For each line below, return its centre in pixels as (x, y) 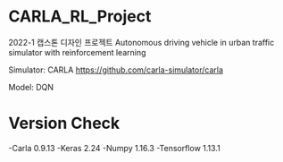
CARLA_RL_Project (80, 17)
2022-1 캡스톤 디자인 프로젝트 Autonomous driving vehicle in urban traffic (141, 42)
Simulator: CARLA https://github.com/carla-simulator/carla (116, 70)
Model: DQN (31, 87)
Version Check (64, 124)
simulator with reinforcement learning (77, 52)
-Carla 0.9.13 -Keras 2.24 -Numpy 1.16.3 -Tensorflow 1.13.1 (114, 148)
